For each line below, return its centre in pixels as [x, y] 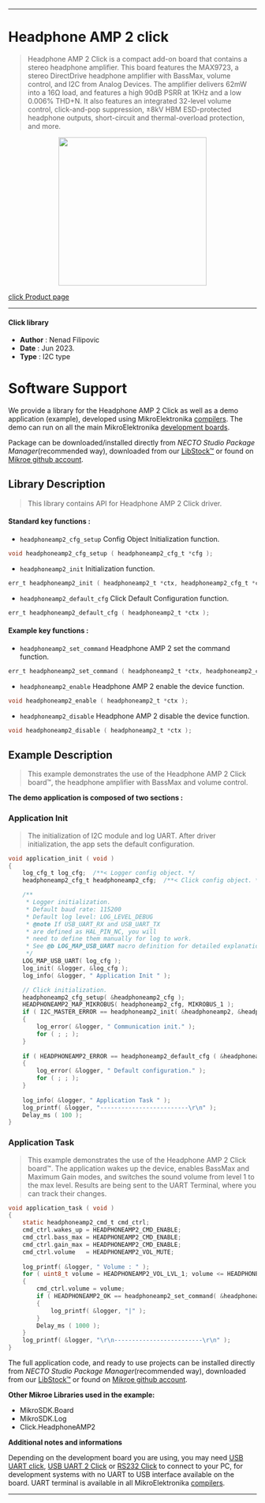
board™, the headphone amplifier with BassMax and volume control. [138, 782]
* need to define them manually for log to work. [109, 939]
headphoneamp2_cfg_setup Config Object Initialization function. [119, 539]
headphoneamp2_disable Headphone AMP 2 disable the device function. [134, 716]
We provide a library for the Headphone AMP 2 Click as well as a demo [123, 411]
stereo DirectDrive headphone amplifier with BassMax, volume [129, 75]
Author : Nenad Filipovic [60, 340]
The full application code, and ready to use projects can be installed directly [132, 1363]
